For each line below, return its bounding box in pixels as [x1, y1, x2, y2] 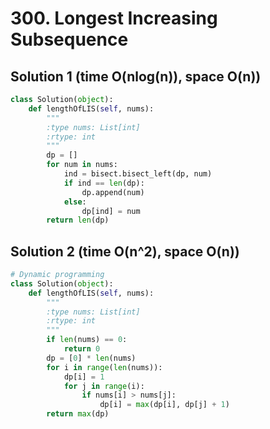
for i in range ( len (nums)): [46, 362, 163, 372]
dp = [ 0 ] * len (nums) [46, 353, 137, 363]
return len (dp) [46, 215, 110, 226]
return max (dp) [46, 409, 110, 419]
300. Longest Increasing [10, 7, 218, 30]
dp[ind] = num [81, 206, 141, 216]
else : [63, 197, 87, 207]
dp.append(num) [81, 187, 145, 197]
